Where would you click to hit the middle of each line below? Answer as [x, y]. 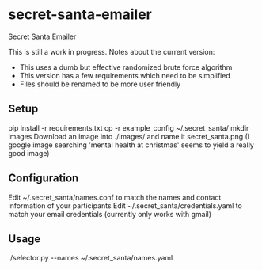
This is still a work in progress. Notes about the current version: [112, 51]
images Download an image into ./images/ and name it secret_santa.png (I [129, 136]
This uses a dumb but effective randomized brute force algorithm [126, 67]
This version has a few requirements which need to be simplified [125, 75]
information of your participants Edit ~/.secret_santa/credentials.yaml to [125, 205]
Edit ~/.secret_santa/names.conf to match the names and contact [115, 197]
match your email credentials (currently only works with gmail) [110, 214]
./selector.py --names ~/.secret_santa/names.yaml [91, 258]
